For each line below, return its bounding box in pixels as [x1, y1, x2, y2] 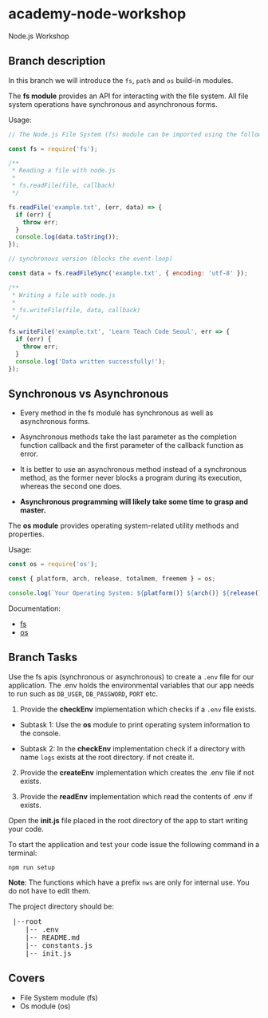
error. [19, 449, 38, 459]
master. [19, 505, 46, 515]
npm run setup [8, 863, 56, 871]
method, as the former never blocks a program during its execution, [19, 473, 242, 483]
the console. [19, 728, 61, 738]
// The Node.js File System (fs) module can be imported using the [8, 130, 238, 138]
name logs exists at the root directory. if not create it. [19, 752, 195, 762]
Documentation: [8, 604, 61, 613]
